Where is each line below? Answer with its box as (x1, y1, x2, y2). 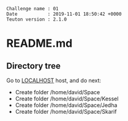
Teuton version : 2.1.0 (6, 16, 67, 22)
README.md (6, 36, 73, 50)
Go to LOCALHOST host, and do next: (6, 77, 102, 84)
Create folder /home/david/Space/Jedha (15, 102, 118, 109)
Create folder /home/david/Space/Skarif (15, 108, 117, 115)
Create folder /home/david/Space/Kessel (15, 95, 119, 102)
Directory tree (6, 61, 61, 71)
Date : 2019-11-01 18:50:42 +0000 (6, 11, 122, 17)
